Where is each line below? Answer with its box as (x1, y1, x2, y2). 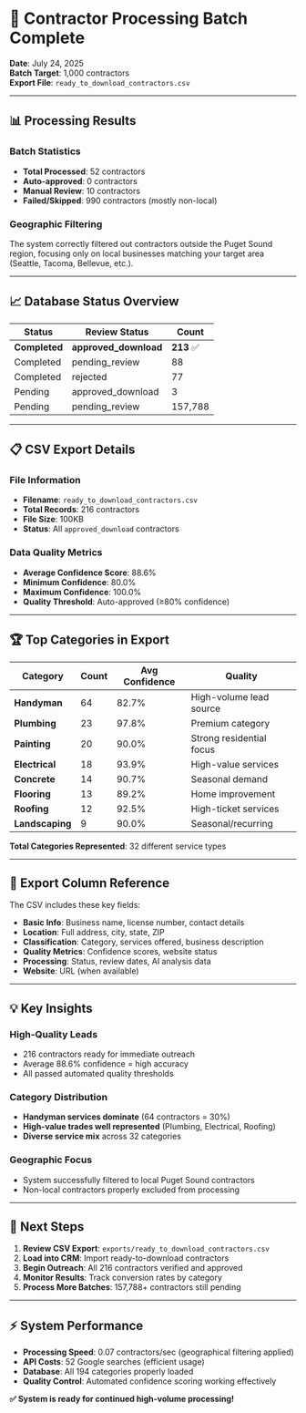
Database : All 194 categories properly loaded (22, 1367, 194, 1377)
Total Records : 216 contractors (22, 504, 139, 515)
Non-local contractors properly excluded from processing (22, 1184, 240, 1195)
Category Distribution (9, 1090, 107, 1103)
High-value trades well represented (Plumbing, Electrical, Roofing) (22, 1121, 276, 1132)
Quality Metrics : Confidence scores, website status (22, 946, 218, 957)
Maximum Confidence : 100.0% (22, 586, 142, 597)
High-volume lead (190, 690, 270, 703)
